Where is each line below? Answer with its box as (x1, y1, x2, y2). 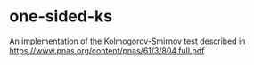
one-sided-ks (9, 6, 113, 27)
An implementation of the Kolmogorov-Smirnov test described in (9, 36, 246, 46)
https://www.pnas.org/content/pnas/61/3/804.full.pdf (9, 45, 205, 55)
